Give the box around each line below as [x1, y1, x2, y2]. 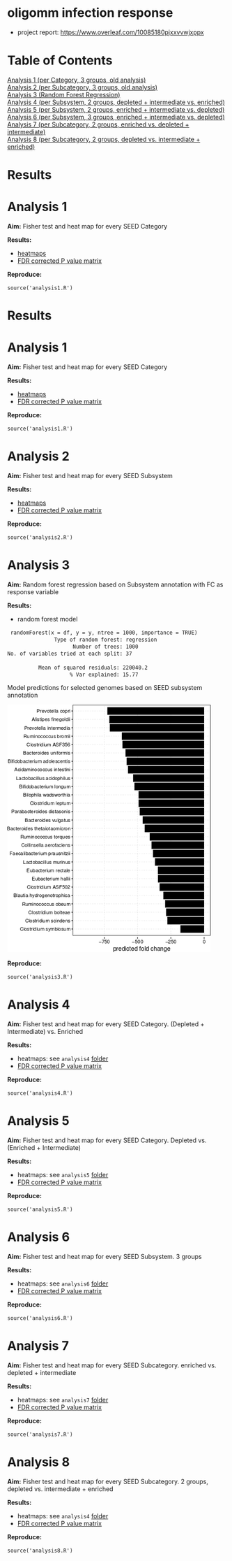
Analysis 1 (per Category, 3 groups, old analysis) [7, 75, 146, 84]
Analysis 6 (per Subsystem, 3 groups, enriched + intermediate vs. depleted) [7, 113, 225, 121]
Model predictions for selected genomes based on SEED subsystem [7, 684, 203, 691]
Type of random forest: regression [54, 636, 157, 643]
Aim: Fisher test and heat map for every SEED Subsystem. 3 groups [7, 1252, 202, 1260]
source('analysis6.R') [7, 1314, 73, 1322]
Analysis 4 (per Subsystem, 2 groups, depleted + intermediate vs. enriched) [7, 98, 225, 106]
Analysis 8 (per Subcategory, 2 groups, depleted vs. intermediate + [7, 135, 201, 143]
